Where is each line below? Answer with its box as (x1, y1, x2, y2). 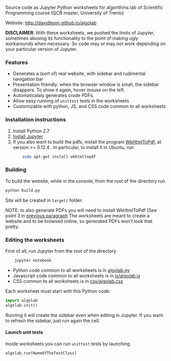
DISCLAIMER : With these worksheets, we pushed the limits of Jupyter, (5, 30, 155, 35)
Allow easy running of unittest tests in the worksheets (12, 98, 129, 104)
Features (5, 59, 28, 66)
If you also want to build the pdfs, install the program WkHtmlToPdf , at (12, 139, 162, 145)
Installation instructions (5, 116, 66, 123)
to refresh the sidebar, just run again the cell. (5, 317, 100, 324)
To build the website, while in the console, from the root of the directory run (5, 178, 165, 184)
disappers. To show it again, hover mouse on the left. (12, 87, 125, 93)
